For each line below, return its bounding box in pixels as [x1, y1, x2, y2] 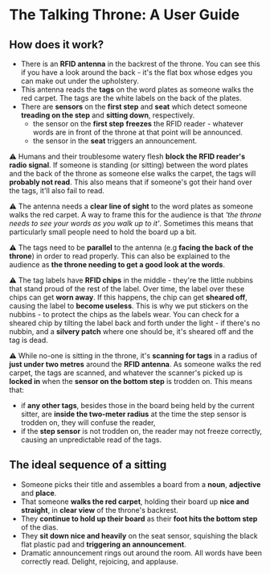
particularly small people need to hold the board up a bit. [9, 227, 197, 237]
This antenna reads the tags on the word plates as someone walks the [20, 85, 254, 94]
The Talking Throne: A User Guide [9, 6, 240, 24]
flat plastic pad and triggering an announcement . [20, 539, 187, 549]
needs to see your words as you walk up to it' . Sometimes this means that [9, 219, 254, 228]
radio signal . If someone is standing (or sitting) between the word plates [9, 160, 248, 170]
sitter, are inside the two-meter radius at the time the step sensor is [20, 409, 247, 419]
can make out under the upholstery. [20, 76, 139, 85]
